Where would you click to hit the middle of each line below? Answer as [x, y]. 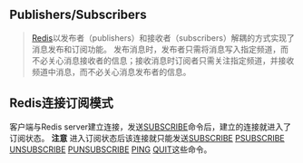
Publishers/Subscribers [78, 15]
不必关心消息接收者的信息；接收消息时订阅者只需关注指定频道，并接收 [163, 60]
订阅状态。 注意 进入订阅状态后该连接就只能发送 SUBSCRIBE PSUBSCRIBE [147, 138]
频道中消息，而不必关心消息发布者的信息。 [111, 72]
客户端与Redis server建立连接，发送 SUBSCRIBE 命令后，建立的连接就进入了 [151, 127]
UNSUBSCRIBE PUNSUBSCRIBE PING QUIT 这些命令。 [111, 149]
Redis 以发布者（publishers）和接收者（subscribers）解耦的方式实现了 [163, 38]
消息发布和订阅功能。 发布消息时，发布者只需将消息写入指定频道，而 [160, 49]
